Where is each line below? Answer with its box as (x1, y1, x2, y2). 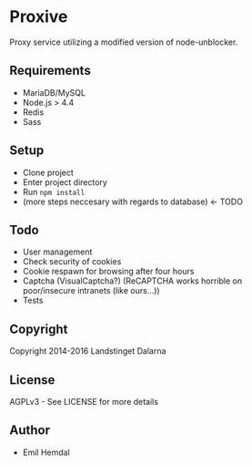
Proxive (9, 6, 68, 27)
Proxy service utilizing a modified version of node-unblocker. (9, 36, 238, 47)
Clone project (22, 167, 75, 178)
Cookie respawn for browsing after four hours (22, 266, 195, 277)
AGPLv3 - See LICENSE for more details (9, 397, 159, 407)
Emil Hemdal (22, 447, 70, 458)
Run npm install (22, 186, 86, 197)
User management (22, 246, 93, 257)
